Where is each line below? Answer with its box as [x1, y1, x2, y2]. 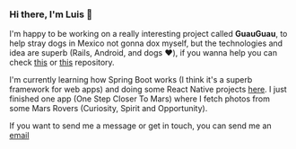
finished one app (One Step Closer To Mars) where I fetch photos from [9, 93, 271, 104]
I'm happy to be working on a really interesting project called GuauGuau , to [9, 29, 288, 39]
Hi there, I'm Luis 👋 [9, 8, 92, 21]
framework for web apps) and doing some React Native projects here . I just [9, 84, 287, 95]
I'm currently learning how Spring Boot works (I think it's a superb [9, 74, 253, 85]
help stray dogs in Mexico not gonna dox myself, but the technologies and [9, 38, 283, 48]
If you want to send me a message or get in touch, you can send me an [9, 120, 272, 131]
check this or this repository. [9, 57, 115, 68]
